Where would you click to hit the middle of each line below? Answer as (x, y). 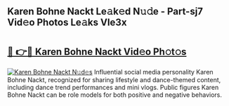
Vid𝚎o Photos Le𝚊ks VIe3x (67, 23)
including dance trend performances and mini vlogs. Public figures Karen (113, 87)
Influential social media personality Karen (153, 72)
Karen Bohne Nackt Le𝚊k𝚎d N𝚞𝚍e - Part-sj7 (105, 12)
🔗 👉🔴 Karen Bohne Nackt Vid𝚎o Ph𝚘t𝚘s (97, 52)
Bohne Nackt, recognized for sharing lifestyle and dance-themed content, (114, 80)
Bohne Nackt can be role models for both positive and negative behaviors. (115, 95)
